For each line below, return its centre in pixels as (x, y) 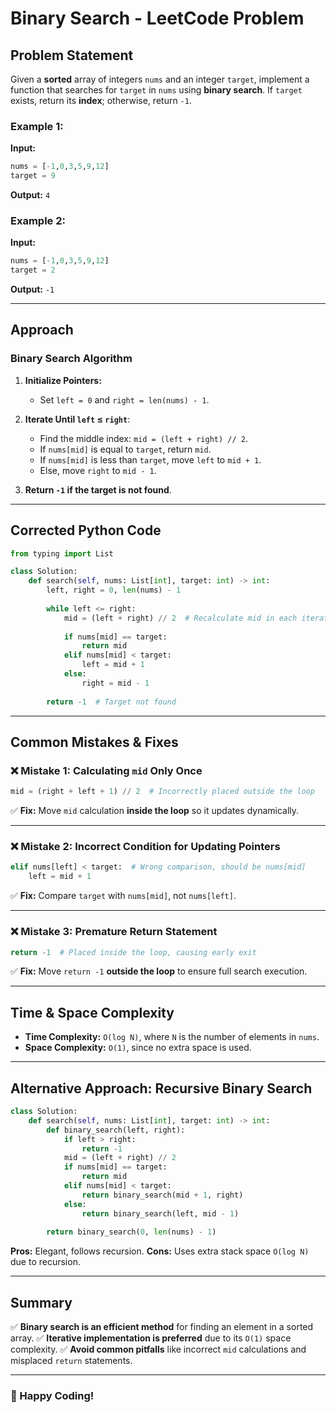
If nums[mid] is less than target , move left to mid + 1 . (150, 459)
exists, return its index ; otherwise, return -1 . (101, 100)
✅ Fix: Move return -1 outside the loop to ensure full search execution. (159, 971)
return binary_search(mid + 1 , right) (162, 1195)
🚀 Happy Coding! (52, 1395)
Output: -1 (32, 289)
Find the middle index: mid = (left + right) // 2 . (144, 438)
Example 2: (38, 220)
